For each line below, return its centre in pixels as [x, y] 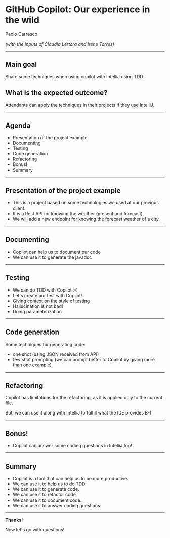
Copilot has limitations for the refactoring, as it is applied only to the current [84, 398]
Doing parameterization [37, 311]
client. [19, 208]
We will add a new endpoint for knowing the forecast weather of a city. [86, 219]
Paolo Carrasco [22, 34]
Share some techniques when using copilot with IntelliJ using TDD [74, 76]
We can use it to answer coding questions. [57, 506]
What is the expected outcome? [56, 93]
